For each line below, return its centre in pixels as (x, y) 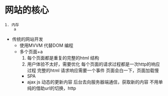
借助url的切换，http (56, 88)
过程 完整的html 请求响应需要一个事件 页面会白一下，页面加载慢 (93, 70)
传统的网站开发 (27, 39)
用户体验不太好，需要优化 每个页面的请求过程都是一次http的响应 (94, 64)
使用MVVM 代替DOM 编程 (46, 45)
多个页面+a (31, 51)
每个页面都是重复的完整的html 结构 (63, 57)
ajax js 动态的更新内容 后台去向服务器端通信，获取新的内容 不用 (93, 82)
